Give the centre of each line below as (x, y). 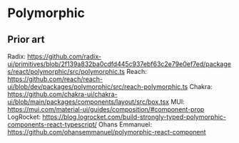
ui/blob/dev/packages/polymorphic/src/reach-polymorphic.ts (98, 86)
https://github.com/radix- (65, 56)
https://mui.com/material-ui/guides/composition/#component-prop (106, 109)
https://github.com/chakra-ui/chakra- (62, 94)
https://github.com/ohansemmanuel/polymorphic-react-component (107, 132)
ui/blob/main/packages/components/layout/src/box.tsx (88, 102)
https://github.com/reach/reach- (55, 79)
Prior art (26, 39)
